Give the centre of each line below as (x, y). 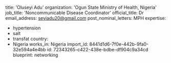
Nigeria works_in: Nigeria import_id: (50, 44)
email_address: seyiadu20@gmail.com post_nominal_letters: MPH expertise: (86, 18)
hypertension (27, 28)
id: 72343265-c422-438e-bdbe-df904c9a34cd (98, 50)
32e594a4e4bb (29, 50)
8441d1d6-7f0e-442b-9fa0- (119, 44)
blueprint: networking (35, 55)
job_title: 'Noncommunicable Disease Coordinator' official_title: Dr (75, 13)
